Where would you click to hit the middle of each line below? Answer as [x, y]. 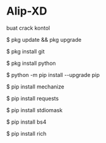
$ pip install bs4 [26, 122]
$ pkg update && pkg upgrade [44, 39]
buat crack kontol [28, 28]
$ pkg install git [26, 51]
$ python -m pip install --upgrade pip [53, 75]
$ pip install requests [33, 98]
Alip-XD [27, 11]
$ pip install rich [26, 133]
